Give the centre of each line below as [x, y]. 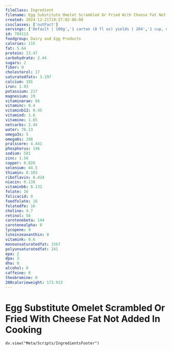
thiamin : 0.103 [21, 173]
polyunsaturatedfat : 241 [32, 249]
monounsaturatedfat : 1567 [33, 244]
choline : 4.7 [19, 211]
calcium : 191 [19, 82]
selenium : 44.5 [21, 168]
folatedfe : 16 [20, 206]
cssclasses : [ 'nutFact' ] [32, 24]
